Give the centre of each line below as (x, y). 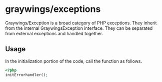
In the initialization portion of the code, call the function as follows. (74, 61)
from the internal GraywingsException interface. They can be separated (79, 28)
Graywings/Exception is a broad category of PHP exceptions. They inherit (81, 23)
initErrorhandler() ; (27, 75)
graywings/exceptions (53, 9)
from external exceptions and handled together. (54, 33)
